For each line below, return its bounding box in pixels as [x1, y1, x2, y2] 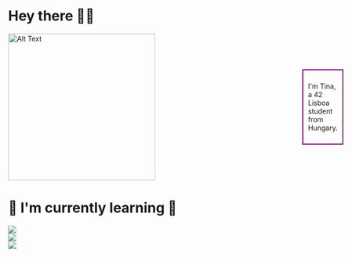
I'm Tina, [308, 81, 336, 91]
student [308, 106, 333, 116]
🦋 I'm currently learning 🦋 [8, 199, 178, 217]
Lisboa [308, 98, 330, 107]
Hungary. [308, 123, 339, 132]
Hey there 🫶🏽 [8, 7, 95, 25]
